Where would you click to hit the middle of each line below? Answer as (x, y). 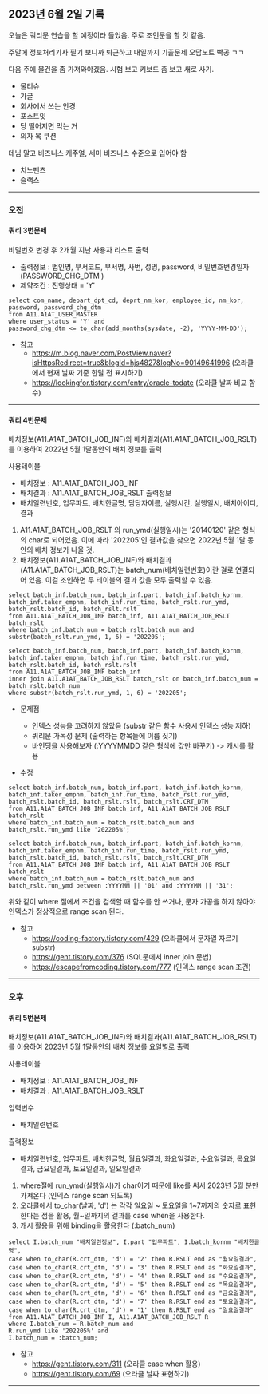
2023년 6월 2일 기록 (57, 14)
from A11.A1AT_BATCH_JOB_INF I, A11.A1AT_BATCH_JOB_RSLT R (108, 1317)
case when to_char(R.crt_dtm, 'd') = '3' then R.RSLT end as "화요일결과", (133, 1268)
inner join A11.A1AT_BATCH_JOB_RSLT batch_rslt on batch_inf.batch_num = (134, 679)
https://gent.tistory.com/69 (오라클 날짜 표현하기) (110, 1374)
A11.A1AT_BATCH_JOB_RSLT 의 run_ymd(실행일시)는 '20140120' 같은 (130, 530)
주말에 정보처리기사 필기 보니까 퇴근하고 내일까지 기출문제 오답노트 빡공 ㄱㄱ (126, 52)
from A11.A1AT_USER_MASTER (53, 314)
